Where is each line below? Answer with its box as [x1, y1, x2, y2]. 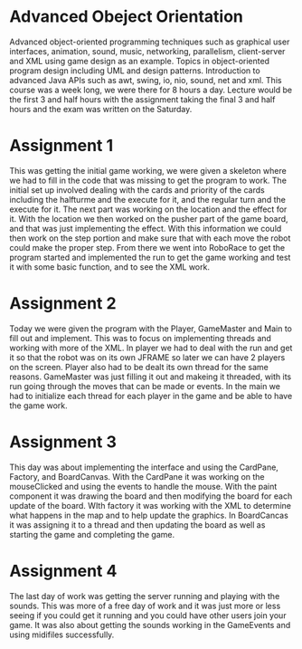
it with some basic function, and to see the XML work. [9, 261, 211, 272]
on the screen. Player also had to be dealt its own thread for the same [9, 361, 269, 372]
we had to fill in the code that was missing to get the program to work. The [9, 175, 288, 186]
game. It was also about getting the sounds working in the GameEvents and [9, 619, 291, 630]
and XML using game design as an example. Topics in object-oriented [9, 55, 269, 66]
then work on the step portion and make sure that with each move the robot [9, 233, 291, 243]
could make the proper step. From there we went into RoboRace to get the [9, 242, 286, 253]
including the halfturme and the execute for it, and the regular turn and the [9, 194, 287, 205]
